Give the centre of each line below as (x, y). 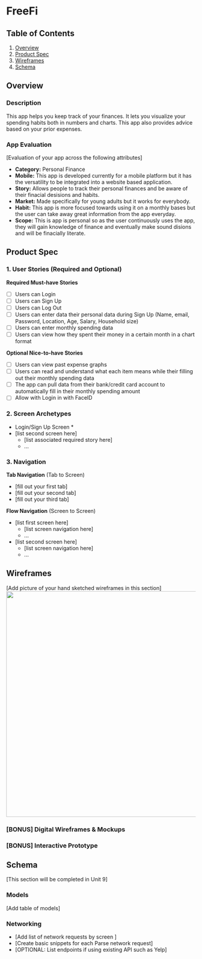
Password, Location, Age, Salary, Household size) (77, 321)
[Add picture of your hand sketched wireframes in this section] (84, 588)
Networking (24, 923)
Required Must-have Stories (42, 282)
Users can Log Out (38, 308)
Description (24, 103)
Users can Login (35, 294)
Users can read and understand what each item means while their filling (104, 371)
